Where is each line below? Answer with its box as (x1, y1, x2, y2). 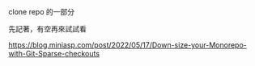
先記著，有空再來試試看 (8, 24, 87, 34)
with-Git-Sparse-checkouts (8, 49, 100, 58)
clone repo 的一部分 (8, 7, 75, 16)
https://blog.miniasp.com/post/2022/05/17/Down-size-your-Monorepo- (8, 40, 247, 50)
